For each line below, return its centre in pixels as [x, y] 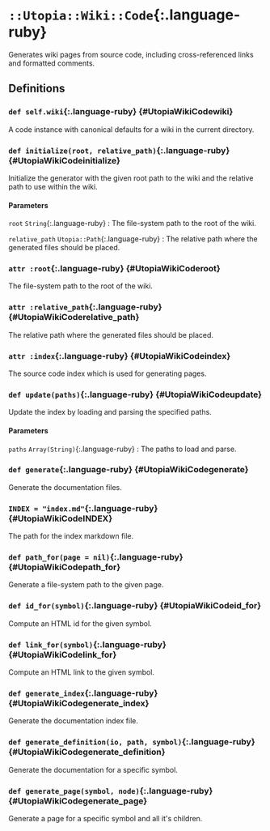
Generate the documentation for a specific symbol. [93, 769]
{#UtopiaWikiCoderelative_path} [74, 317]
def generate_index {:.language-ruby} [83, 692]
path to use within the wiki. [53, 186]
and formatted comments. [52, 63]
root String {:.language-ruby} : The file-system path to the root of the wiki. [132, 224]
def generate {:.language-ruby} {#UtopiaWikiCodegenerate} [129, 470]
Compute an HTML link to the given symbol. [82, 672]
